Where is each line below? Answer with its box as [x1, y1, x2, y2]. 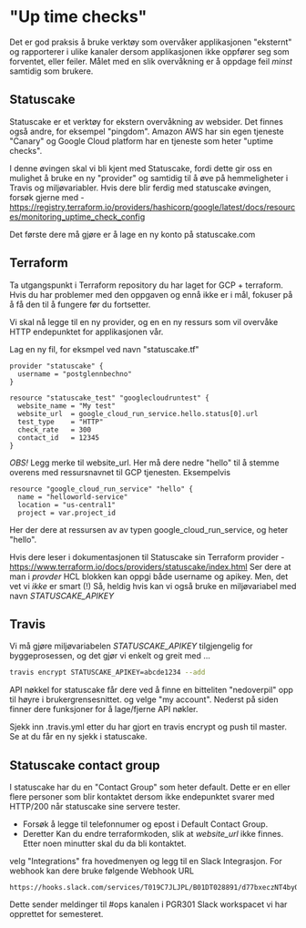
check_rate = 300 [17, 425, 92, 434]
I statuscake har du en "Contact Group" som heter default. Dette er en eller [9, 781, 291, 793]
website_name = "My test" [17, 401, 117, 411]
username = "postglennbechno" [17, 369, 132, 379]
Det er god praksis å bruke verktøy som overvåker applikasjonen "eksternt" [9, 36, 292, 47]
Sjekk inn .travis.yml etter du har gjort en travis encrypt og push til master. [9, 721, 288, 732]
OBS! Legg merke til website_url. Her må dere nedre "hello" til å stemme [9, 457, 280, 468]
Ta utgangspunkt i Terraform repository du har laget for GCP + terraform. [9, 280, 284, 291]
